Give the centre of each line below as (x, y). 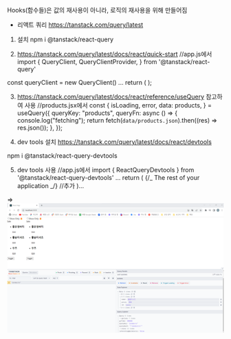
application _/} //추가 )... (51, 186)
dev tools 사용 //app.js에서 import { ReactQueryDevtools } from (106, 170)
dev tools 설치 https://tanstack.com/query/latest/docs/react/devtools (114, 142)
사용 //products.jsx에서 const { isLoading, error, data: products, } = (118, 105)
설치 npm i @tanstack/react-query (65, 39)
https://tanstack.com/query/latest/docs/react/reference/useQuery (111, 96)
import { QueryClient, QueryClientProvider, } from (87, 62)
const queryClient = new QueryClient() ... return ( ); (80, 82)
